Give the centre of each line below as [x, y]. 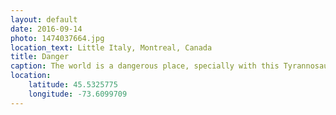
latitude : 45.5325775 [73, 85]
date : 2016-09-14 [46, 29]
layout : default [44, 19]
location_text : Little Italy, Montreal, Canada [111, 47]
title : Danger [40, 57]
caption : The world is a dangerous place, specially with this [145, 66]
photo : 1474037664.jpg [57, 38]
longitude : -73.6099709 [78, 94]
